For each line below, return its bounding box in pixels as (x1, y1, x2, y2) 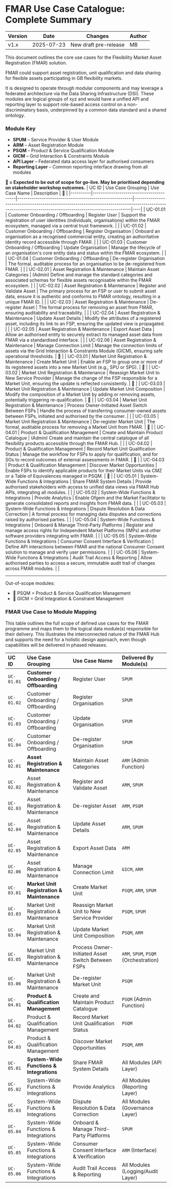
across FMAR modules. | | (5, 565, 60, 571)
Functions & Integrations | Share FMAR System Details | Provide (17, 478, 152, 484)
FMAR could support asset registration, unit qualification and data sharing (5, 70, 161, 76)
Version (8, 32, 28, 39)
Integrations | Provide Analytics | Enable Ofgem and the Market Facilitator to (5, 495, 166, 501)
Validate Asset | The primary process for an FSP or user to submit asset (5, 288, 157, 294)
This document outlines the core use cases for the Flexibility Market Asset (5, 54, 162, 60)
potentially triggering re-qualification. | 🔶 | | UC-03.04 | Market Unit (5, 397, 147, 403)
